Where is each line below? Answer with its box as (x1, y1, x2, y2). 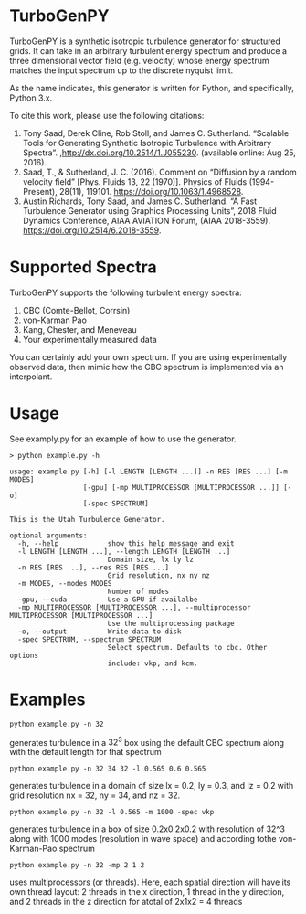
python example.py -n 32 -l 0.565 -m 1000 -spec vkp (9, 808, 215, 817)
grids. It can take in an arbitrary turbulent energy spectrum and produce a (9, 45, 288, 56)
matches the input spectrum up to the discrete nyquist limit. (9, 65, 234, 76)
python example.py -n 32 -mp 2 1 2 (9, 861, 145, 870)
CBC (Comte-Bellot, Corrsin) (22, 304, 131, 315)
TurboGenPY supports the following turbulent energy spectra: (9, 287, 242, 298)
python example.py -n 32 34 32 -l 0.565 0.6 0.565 (9, 764, 206, 773)
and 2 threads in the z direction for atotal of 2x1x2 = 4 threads (9, 897, 243, 908)
